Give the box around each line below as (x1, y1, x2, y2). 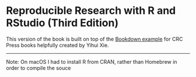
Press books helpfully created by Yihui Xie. (6, 42, 109, 49)
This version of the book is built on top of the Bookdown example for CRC (6, 35, 183, 42)
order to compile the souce (6, 64, 71, 71)
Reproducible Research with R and (6, 4, 176, 17)
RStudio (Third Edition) (6, 16, 118, 30)
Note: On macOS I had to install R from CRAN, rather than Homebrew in (6, 58, 177, 65)
